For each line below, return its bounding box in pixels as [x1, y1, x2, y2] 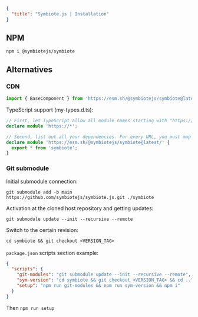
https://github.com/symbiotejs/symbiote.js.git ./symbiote [6, 194, 154, 200]
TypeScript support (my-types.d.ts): [6, 106, 94, 113]
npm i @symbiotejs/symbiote [6, 48, 75, 54]
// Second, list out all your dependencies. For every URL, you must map [6, 133, 192, 140]
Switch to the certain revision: [6, 226, 78, 233]
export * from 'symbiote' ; [11, 145, 78, 151]
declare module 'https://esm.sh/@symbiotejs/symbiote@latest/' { [6, 139, 170, 145]
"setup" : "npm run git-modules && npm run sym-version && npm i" [16, 283, 181, 289]
